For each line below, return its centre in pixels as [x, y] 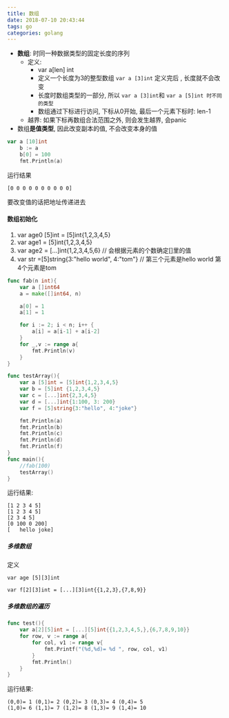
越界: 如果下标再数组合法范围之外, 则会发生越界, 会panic [107, 120]
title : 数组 [23, 13]
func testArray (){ [33, 376]
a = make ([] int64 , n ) [50, 294]
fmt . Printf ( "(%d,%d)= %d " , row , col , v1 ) [106, 649]
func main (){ [26, 459]
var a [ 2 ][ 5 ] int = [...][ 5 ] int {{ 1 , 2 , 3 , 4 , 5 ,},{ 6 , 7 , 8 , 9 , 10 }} [104, 630]
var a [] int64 [40, 287]
